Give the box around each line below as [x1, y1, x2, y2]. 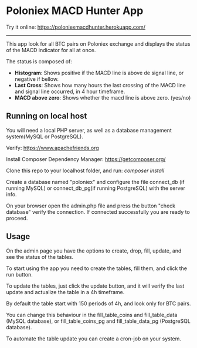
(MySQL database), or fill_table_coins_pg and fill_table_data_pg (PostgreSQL [6, 318, 191, 325]
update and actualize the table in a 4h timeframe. [6, 288, 125, 295]
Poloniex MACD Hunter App [6, 4, 144, 18]
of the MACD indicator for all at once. [6, 46, 96, 53]
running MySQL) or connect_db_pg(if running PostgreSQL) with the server [6, 185, 186, 192]
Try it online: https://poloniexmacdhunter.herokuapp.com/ [6, 23, 145, 30]
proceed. [6, 214, 28, 221]
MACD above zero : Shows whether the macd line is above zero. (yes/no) [14, 94, 191, 101]
